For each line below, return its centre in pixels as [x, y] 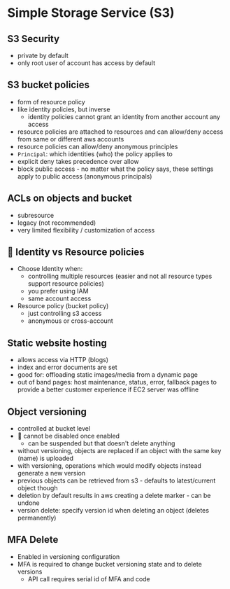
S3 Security [34, 39]
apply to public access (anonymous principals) [85, 176]
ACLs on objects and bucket [70, 199]
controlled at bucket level [54, 429]
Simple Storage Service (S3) [91, 13]
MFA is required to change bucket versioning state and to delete [110, 564]
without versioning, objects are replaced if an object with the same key [119, 451]
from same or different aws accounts [71, 139]
